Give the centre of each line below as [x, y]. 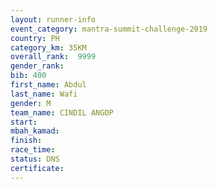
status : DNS [35, 159]
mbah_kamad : [35, 131]
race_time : [33, 150]
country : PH [35, 38]
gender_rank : [37, 66]
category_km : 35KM [48, 47]
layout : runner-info [53, 19]
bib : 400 [28, 76]
